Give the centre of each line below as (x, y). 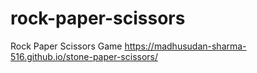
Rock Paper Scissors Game (66, 46)
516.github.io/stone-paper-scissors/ (84, 56)
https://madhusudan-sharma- (185, 46)
